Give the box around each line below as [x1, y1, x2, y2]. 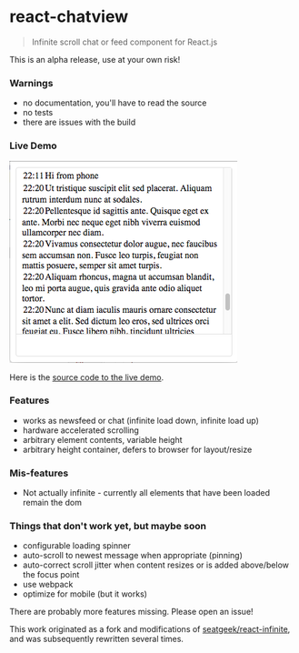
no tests [22, 107, 54, 118]
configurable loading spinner [22, 540, 131, 551]
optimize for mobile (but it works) [22, 588, 148, 599]
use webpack [22, 579, 74, 590]
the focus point [22, 569, 80, 580]
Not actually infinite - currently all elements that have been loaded [22, 487, 271, 498]
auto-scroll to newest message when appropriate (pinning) [22, 550, 244, 561]
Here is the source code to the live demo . [9, 371, 164, 383]
